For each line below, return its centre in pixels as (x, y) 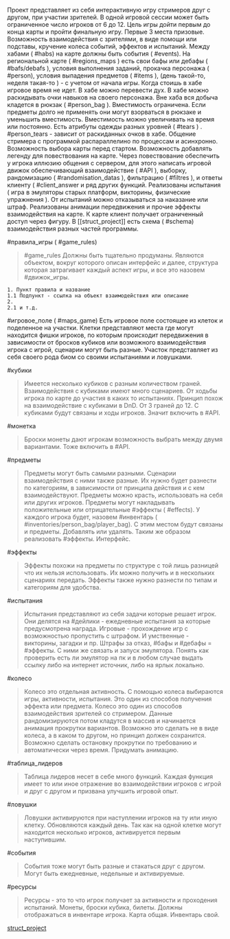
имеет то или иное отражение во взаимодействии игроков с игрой (123, 784)
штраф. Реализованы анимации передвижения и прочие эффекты (104, 207)
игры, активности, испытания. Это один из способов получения (118, 699)
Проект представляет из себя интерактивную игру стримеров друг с (109, 10)
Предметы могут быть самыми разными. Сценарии (100, 473)
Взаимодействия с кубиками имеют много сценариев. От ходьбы (120, 391)
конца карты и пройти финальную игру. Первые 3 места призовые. (106, 32)
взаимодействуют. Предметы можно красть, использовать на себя (123, 495)
